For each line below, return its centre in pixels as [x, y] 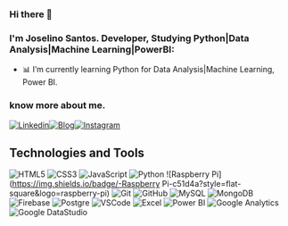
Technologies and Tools [77, 152]
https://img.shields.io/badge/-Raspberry [86, 184]
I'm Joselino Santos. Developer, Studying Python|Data [129, 38]
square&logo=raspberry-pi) [59, 193]
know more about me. [58, 105]
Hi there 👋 [31, 14]
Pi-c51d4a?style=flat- [202, 184]
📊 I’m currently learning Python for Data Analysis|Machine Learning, [148, 70]
